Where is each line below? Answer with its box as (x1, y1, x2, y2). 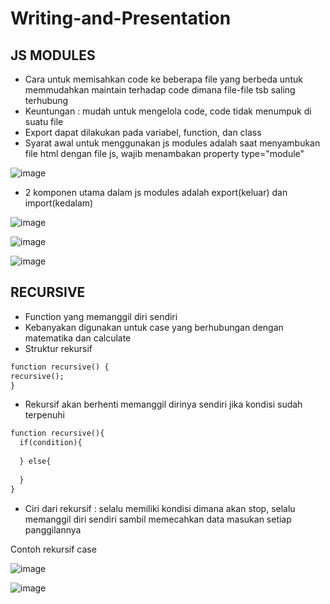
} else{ (19, 457, 52, 467)
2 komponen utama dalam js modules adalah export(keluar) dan (24, 187, 288, 198)
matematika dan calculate (24, 332, 132, 344)
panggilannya (24, 523, 82, 536)
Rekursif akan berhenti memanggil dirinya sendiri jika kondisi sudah (24, 398, 303, 411)
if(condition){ (19, 438, 83, 448)
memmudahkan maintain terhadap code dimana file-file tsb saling (24, 84, 296, 96)
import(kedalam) (24, 197, 94, 209)
